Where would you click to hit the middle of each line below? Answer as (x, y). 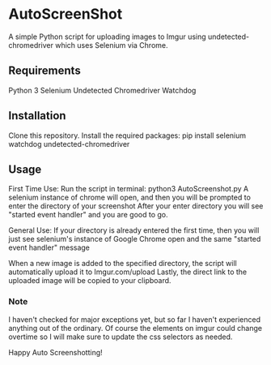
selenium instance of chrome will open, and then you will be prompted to (129, 198)
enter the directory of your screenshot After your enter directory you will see (136, 206)
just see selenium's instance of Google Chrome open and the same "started (135, 239)
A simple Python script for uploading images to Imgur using (107, 36)
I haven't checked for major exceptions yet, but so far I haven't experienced (135, 319)
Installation (37, 116)
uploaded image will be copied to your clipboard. (90, 281)
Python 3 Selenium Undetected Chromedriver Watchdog (102, 90)
